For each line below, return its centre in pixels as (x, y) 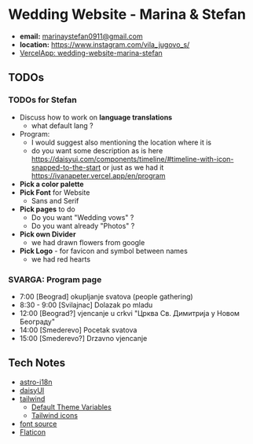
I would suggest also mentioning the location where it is (121, 142)
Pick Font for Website (55, 192)
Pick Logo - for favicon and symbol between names (104, 251)
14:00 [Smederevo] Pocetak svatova (78, 330)
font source (38, 424)
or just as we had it (133, 167)
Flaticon (32, 432)
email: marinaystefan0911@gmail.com (81, 36)
